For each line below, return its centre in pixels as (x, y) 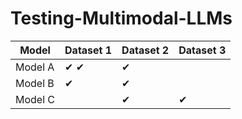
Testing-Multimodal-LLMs (121, 18)
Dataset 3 (202, 50)
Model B (35, 83)
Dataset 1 (88, 50)
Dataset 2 (145, 50)
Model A (35, 67)
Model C (35, 99)
